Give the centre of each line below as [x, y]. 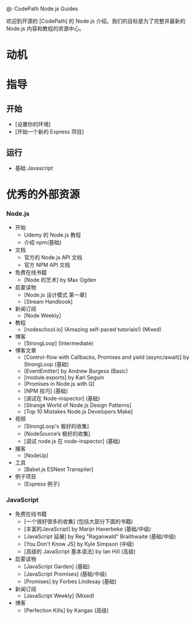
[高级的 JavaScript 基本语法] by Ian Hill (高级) [80, 551]
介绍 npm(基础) [43, 242]
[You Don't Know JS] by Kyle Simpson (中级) [79, 544]
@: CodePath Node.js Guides [42, 9]
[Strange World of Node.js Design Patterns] [78, 405]
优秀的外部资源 [43, 195]
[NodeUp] [36, 456]
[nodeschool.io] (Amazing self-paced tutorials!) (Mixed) [93, 330]
